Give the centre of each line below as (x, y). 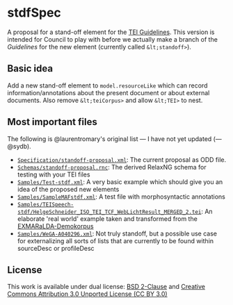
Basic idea (30, 68)
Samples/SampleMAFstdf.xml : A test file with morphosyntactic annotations (121, 197)
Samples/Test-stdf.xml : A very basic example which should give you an (120, 181)
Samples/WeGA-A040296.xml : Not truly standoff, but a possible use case (117, 233)
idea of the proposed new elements (68, 189)
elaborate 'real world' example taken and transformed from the (107, 219)
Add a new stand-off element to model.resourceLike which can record (107, 85)
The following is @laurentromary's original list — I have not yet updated (110, 139)
